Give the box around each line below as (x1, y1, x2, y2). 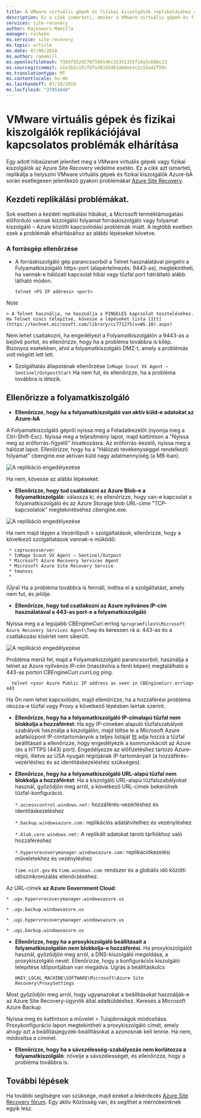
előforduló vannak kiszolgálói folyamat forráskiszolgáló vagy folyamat (6, 216, 178, 224)
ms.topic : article (6, 43, 52, 49)
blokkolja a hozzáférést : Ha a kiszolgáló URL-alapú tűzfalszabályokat (14, 776, 187, 783)
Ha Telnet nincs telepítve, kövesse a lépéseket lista (6, 316, 146, 322)
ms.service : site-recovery (6, 37, 74, 43)
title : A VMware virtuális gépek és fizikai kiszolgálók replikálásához (6, 8, 191, 15)
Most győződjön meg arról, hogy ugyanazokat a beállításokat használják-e (6, 990, 190, 998)
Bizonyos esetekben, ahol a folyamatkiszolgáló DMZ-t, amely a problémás (6, 344, 188, 351)
